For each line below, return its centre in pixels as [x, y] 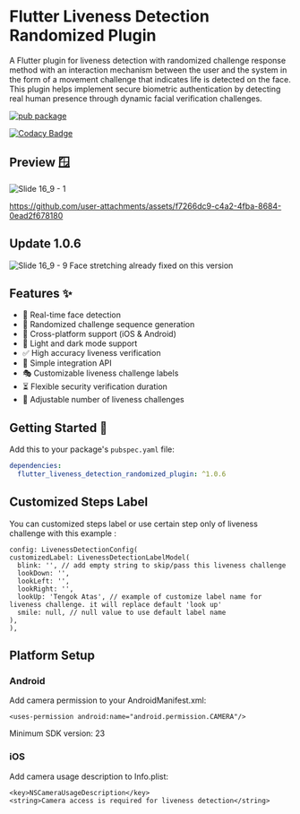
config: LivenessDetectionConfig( [74, 550]
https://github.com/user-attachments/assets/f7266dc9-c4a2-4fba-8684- [146, 206]
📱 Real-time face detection [71, 315]
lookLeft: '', [43, 581]
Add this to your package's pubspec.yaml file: [92, 449]
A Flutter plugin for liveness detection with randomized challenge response [148, 60]
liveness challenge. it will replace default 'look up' [116, 604]
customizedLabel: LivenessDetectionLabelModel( [100, 558]
